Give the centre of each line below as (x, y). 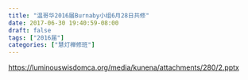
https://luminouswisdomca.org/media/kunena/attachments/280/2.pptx (124, 67)
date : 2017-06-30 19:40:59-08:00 (64, 23)
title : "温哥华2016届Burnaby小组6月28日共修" (79, 15)
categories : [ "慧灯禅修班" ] (52, 45)
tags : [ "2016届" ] (37, 38)
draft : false (30, 30)
